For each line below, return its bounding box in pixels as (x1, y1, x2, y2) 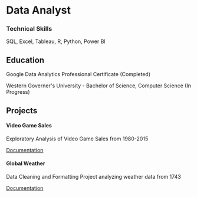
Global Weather (6, 160, 45, 167)
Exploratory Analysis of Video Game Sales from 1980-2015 (6, 135, 149, 142)
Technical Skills (6, 25, 52, 33)
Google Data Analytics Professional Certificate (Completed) (6, 71, 151, 78)
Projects (6, 106, 38, 116)
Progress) (6, 88, 31, 96)
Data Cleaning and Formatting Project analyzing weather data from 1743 (6, 173, 181, 180)
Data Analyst (6, 4, 71, 17)
